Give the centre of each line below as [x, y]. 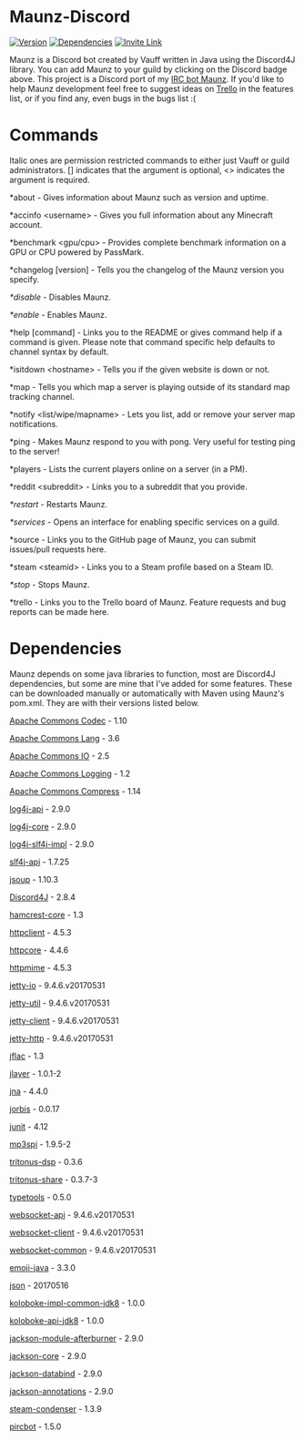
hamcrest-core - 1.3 [46, 915]
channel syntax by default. [59, 352]
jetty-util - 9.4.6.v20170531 [60, 1003]
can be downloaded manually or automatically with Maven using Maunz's [147, 693]
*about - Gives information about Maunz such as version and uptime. [139, 197]
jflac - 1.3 [27, 1056]
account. [26, 224]
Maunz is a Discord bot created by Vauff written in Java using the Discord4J [152, 59]
